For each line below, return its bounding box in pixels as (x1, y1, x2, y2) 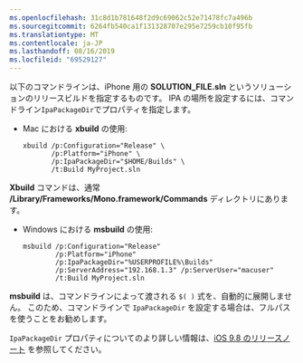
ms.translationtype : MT (9, 30, 99, 39)
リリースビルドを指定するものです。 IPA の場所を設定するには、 (33, 92, 271, 103)
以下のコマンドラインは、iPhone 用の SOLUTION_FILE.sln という (9, 81, 253, 91)
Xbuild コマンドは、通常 (9, 182, 101, 193)
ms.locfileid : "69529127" (9, 55, 107, 64)
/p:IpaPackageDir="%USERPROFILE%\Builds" (55, 258, 214, 267)
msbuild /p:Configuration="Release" (22, 242, 161, 251)
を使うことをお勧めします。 (9, 313, 112, 324)
